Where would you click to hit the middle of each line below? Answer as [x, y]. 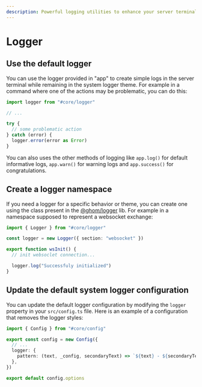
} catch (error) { [29, 135]
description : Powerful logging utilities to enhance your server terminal [102, 12]
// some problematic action [47, 129]
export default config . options [45, 378]
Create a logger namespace [59, 189]
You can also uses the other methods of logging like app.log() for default [97, 158]
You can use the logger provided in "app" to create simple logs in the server [100, 78]
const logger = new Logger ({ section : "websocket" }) [75, 238]
